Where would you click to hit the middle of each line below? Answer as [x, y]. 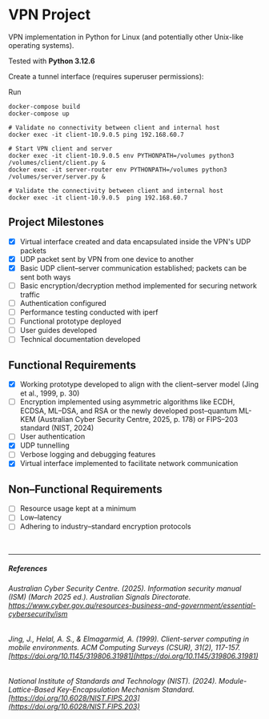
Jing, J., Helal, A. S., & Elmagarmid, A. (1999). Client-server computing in [129, 639]
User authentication [52, 436]
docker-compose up [39, 114]
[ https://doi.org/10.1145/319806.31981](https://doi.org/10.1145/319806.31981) [133, 656]
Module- [233, 681]
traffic [30, 295]
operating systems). [41, 45]
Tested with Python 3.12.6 [52, 61]
